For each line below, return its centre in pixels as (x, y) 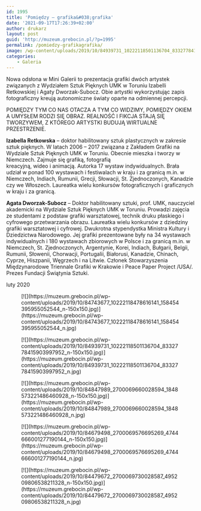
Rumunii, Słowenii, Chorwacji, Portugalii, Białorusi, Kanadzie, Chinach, (92, 254)
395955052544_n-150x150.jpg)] (61, 309)
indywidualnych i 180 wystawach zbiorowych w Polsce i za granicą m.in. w (98, 241)
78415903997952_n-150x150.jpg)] (63, 352)
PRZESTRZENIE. (26, 129)
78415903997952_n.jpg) (51, 371)
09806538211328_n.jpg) (51, 501)
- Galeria (29, 62)
